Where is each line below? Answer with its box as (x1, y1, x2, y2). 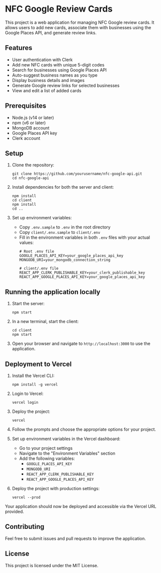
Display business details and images (12, 77, 85, 83)
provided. (5, 508, 24, 514)
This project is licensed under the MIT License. (5, 562, 99, 568)
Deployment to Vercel (5, 360, 72, 368)
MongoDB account (12, 125, 50, 131)
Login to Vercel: (12, 391, 44, 396)
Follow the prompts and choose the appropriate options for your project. (12, 426, 156, 432)
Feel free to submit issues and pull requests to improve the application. (5, 535, 146, 541)
